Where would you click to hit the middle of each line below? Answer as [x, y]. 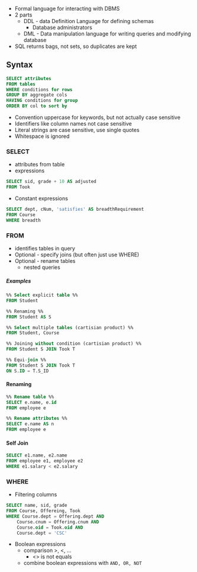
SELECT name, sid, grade [37, 506]
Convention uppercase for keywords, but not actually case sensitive [97, 117]
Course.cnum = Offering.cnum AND [58, 522]
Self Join [17, 443]
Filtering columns [36, 494]
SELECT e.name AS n [30, 424]
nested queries [42, 267]
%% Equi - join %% [26, 360]
